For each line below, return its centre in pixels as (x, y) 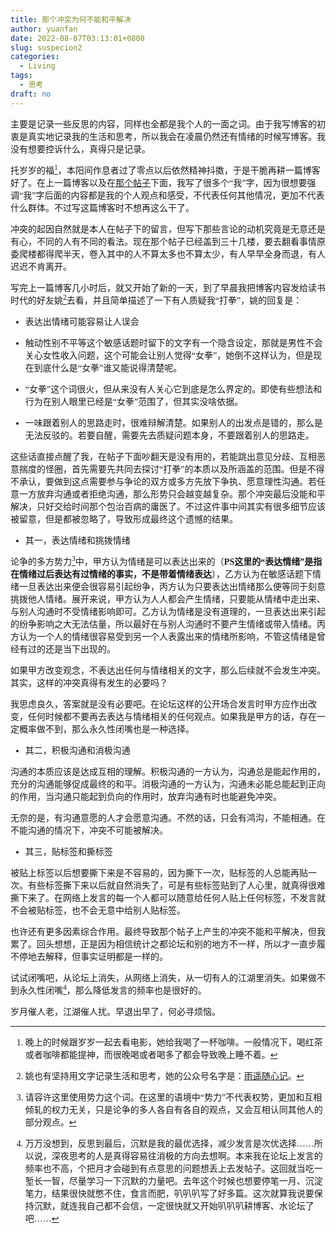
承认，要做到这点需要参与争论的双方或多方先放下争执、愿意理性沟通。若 (167, 481)
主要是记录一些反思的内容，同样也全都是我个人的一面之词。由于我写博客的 (163, 124)
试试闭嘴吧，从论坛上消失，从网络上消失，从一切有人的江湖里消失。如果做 (163, 977)
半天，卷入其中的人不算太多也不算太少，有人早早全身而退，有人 (194, 254)
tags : (21, 76)
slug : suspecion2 (46, 47)
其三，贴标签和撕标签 (68, 851)
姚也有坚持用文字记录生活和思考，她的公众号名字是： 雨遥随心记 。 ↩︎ (164, 1076)
